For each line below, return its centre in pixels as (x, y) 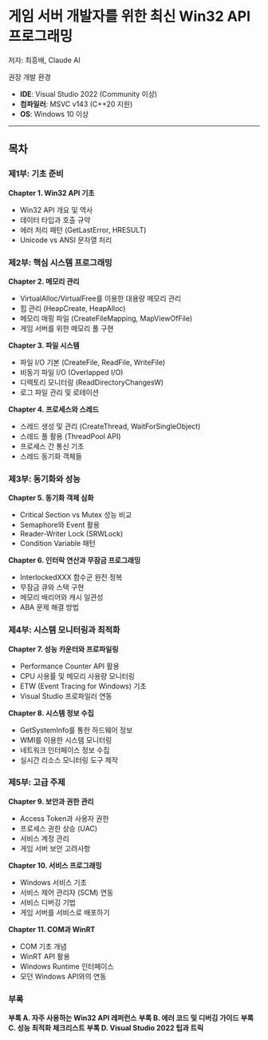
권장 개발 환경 (30, 77)
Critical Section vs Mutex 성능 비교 (76, 515)
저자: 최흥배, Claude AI (45, 60)
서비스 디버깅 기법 (47, 902)
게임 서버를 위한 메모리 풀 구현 (67, 328)
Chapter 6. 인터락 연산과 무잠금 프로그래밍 (75, 560)
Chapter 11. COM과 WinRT (52, 929)
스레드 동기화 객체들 (51, 456)
